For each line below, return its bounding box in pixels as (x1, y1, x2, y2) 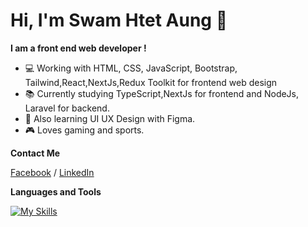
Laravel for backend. (24, 102, 110, 114)
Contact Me (10, 147, 61, 159)
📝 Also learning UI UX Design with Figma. (24, 112, 196, 124)
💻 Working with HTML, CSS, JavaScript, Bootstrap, (24, 62, 238, 74)
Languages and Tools (10, 185, 102, 198)
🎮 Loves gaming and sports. (24, 124, 145, 136)
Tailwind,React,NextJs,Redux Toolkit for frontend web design (24, 76, 278, 88)
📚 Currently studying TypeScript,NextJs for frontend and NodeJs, (24, 87, 300, 99)
